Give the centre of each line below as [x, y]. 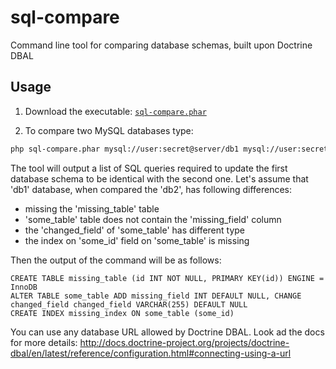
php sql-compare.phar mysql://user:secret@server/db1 [125, 149]
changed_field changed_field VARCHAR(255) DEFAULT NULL [129, 304]
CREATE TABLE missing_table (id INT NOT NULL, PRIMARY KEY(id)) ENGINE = [167, 278]
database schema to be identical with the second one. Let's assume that [159, 178]
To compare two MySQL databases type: [109, 130]
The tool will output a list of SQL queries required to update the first [149, 168]
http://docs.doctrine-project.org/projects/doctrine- [184, 342]
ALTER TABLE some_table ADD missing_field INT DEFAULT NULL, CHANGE [156, 296]
